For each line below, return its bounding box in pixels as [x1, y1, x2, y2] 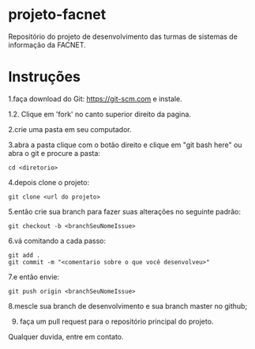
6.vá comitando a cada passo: [8, 236, 107, 245]
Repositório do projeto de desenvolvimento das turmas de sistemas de [8, 32, 238, 41]
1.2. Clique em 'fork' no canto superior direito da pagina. [8, 109, 192, 119]
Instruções [8, 68, 81, 86]
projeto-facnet [8, 6, 107, 24]
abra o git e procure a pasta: [8, 148, 101, 157]
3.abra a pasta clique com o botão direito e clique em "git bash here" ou [8, 140, 242, 150]
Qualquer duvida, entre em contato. [8, 332, 124, 341]
